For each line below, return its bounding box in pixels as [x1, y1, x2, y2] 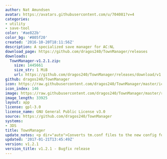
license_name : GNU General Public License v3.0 [5, 109, 106, 115]
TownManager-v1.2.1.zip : [9, 58, 61, 63]
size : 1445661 [14, 63, 43, 68]
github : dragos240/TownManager [5, 77, 70, 82]
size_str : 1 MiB [14, 68, 48, 73]
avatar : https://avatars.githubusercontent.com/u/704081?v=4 [5, 12, 135, 17]
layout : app [5, 100, 30, 105]
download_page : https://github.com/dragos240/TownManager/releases [5, 49, 148, 54]
